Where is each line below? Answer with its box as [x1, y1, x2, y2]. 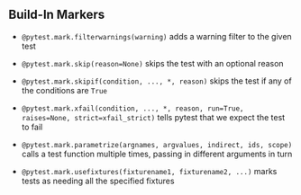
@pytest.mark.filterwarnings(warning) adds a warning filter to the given [21, 31, 292, 41]
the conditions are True [21, 84, 107, 95]
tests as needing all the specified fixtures [21, 175, 175, 186]
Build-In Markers [8, 7, 105, 22]
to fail [21, 121, 43, 132]
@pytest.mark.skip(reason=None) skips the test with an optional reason [21, 58, 285, 68]
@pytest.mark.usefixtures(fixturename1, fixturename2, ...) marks [21, 165, 278, 176]
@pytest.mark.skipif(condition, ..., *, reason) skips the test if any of [21, 75, 292, 86]
